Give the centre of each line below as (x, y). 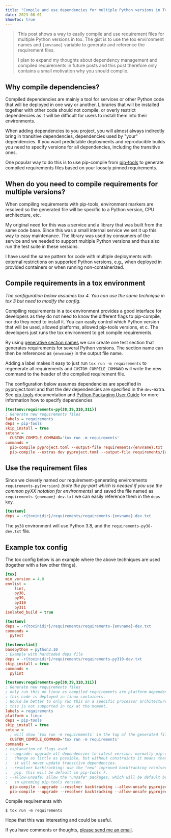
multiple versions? (35, 192)
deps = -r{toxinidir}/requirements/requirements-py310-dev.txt (74, 659)
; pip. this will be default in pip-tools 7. (57, 773)
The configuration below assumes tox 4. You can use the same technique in (85, 295)
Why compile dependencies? (53, 87)
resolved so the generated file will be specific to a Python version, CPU (80, 209)
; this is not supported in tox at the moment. (57, 706)
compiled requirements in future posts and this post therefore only (87, 66)
